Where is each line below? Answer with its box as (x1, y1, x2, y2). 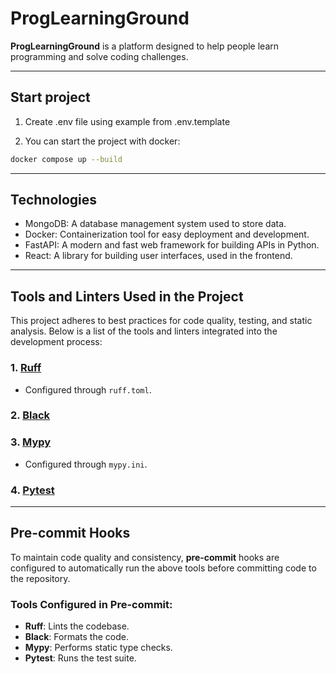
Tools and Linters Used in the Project (10, 288, 244, 305)
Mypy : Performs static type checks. (24, 642, 173, 654)
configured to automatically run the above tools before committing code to (10, 562, 317, 574)
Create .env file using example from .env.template (24, 115, 231, 127)
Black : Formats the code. (24, 631, 129, 643)
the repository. (10, 572, 71, 584)
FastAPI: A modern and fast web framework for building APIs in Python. (24, 239, 320, 251)
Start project (10, 89, 91, 106)
